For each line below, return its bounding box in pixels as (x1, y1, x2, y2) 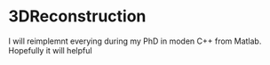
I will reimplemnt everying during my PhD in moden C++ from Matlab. (8, 36, 262, 46)
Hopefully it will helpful (8, 45, 92, 55)
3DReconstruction (8, 6, 147, 27)
